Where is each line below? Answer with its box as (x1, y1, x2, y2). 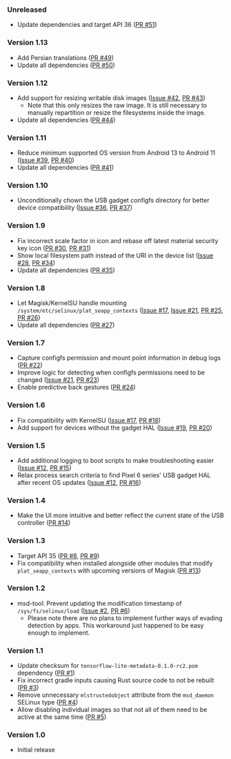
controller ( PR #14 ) (17, 519, 71, 527)
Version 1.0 (7, 730, 46, 740)
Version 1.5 (7, 441, 46, 450)
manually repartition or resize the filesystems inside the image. (27, 108, 206, 117)
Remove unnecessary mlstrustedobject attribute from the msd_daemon (17, 691, 214, 699)
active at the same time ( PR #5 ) (17, 713, 107, 721)
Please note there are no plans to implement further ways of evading (27, 613, 223, 622)
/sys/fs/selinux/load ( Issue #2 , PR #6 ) (17, 606, 130, 615)
